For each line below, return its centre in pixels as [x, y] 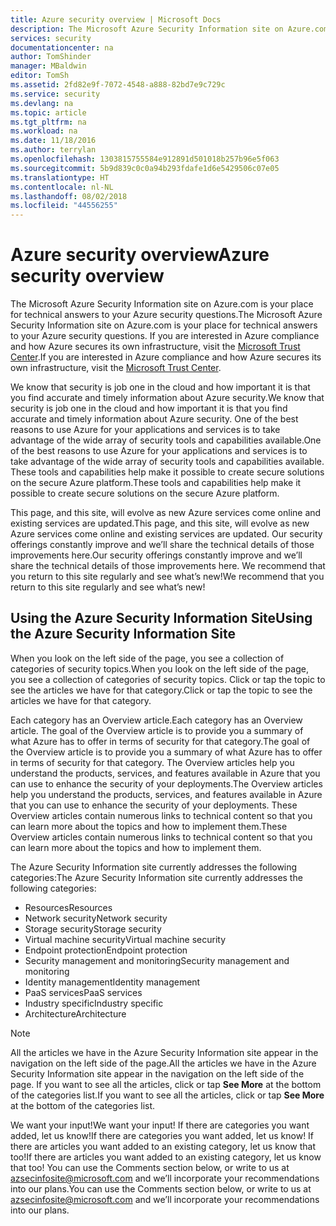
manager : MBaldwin [48, 66]
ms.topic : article [48, 112]
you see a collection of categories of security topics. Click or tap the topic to [168, 679]
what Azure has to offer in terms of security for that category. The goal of [160, 741]
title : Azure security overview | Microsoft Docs [116, 19]
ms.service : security [55, 94]
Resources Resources [68, 907]
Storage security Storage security [93, 928]
